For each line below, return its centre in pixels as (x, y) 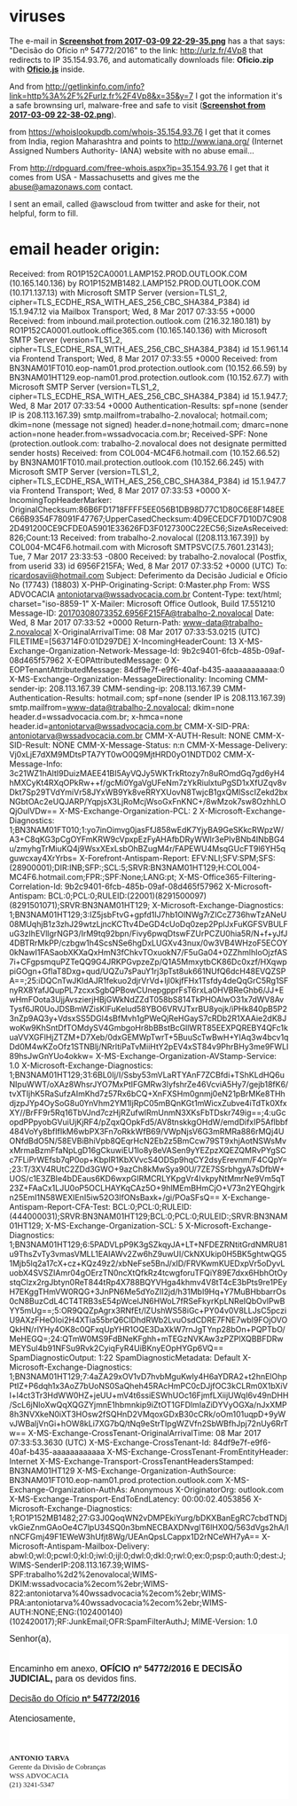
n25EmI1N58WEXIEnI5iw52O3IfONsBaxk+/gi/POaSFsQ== (115, 1197)
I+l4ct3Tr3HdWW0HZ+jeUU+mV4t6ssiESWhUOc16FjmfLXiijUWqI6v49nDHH (149, 1395)
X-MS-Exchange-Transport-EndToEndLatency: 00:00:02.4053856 (130, 1499)
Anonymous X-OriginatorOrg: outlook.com (207, 1489)
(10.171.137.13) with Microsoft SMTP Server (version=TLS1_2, (118, 292)
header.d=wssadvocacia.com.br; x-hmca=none (96, 717)
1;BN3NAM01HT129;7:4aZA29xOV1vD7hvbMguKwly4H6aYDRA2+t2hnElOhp (148, 1376)
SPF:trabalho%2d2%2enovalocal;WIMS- (83, 1574)
